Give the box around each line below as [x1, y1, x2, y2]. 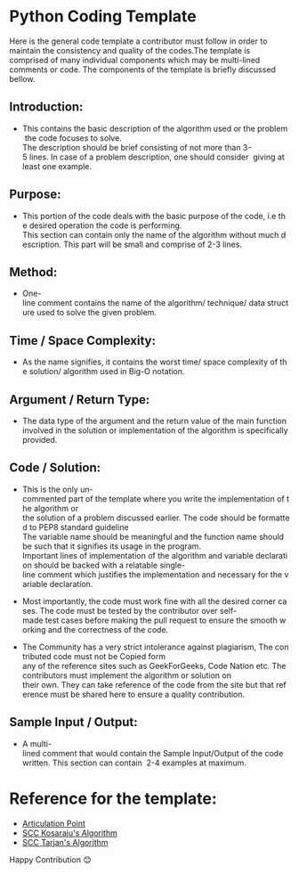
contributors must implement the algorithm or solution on [21, 670, 231, 681]
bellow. [9, 73, 36, 84]
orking [21, 624, 46, 634]
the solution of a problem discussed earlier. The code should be [21, 512, 256, 523]
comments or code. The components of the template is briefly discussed [9, 64, 276, 75]
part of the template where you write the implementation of [68, 493, 285, 504]
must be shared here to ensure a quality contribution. [50, 689, 245, 699]
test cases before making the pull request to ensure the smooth [44, 615, 278, 625]
